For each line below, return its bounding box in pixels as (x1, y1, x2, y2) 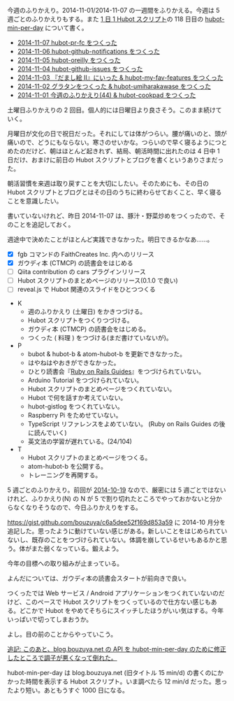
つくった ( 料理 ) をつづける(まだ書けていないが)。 (27, 334, 173, 342)
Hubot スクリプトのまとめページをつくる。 (27, 453, 152, 462)
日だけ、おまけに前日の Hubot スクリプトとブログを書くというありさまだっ (7, 156, 224, 164)
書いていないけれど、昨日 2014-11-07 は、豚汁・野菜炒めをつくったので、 (7, 212, 220, 220)
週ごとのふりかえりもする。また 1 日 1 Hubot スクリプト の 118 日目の (7, 15, 204, 23)
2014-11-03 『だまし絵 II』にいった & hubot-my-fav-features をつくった (17, 73, 224, 82)
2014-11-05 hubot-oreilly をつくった (17, 56, 121, 64)
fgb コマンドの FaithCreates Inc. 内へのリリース (17, 250, 155, 258)
